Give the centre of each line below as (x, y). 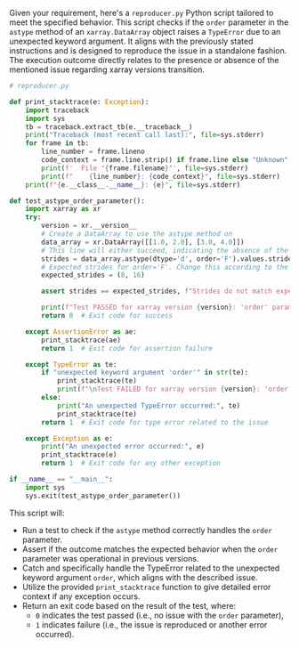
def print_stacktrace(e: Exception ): (79, 101)
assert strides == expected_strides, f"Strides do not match (157, 292)
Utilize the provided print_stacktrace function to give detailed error (146, 587)
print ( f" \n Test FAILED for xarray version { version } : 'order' (174, 389)
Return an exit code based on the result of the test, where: (129, 605)
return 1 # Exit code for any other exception (131, 463)
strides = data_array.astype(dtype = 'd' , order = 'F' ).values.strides (169, 259)
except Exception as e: (69, 438)
